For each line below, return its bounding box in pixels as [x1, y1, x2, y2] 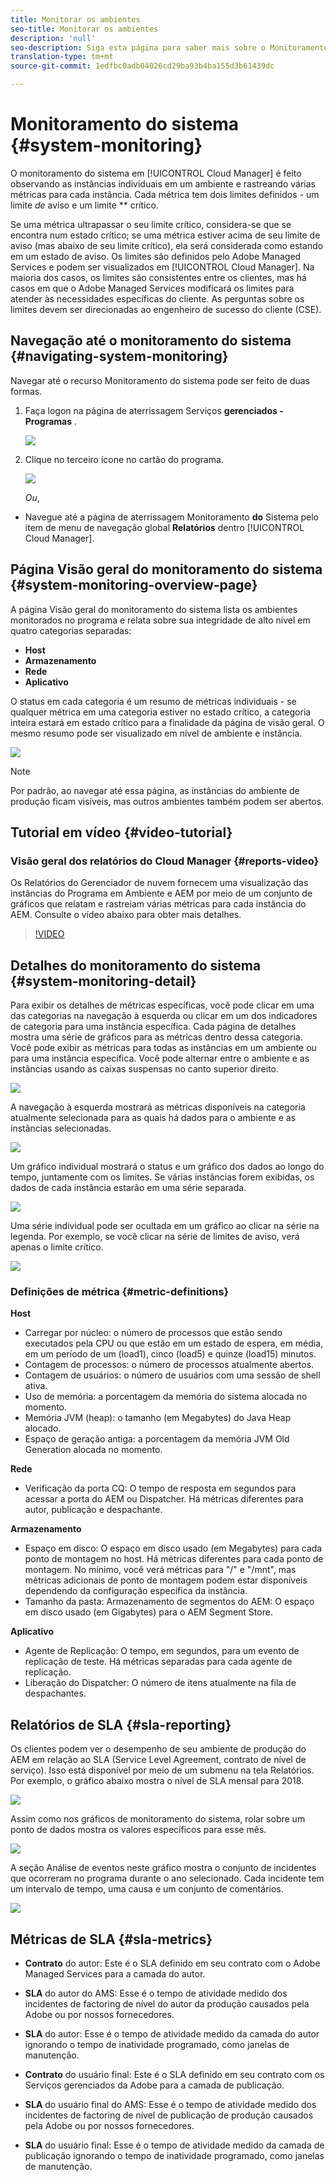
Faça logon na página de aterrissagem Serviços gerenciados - [24, 404, 284, 416]
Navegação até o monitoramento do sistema [10, 332, 292, 350]
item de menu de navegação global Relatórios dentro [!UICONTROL [24, 521, 305, 533]
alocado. [24, 1422, 62, 1435]
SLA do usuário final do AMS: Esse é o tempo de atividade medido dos [24, 2098, 317, 2110]
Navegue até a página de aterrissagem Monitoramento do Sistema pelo [24, 511, 320, 523]
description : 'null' [10, 33, 97, 43]
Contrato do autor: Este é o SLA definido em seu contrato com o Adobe [24, 1957, 321, 1969]
